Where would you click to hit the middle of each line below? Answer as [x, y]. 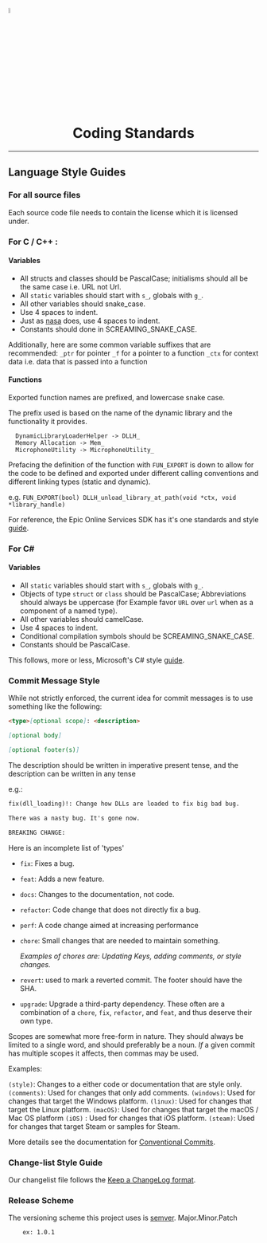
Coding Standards [133, 134]
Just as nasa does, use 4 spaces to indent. [90, 321]
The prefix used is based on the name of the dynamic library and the [120, 413]
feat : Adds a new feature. [62, 879]
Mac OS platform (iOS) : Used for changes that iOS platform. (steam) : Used [132, 1118]
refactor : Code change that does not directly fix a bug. [110, 910]
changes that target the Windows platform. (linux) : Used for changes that [130, 1101]
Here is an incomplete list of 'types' [66, 848]
